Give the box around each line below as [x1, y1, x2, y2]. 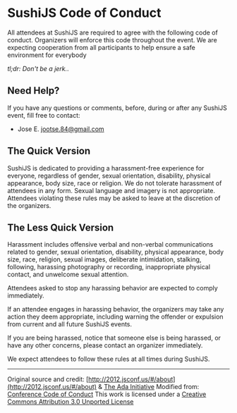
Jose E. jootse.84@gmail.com [17, 125, 104, 133]
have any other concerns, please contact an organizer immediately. [7, 341, 203, 350]
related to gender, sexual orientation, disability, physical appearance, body [7, 248, 224, 257]
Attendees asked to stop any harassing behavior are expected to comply [7, 284, 219, 292]
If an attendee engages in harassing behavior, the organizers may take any [7, 305, 224, 314]
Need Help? [7, 85, 60, 97]
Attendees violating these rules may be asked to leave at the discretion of [7, 194, 221, 202]
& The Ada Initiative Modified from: [98, 383, 200, 391]
